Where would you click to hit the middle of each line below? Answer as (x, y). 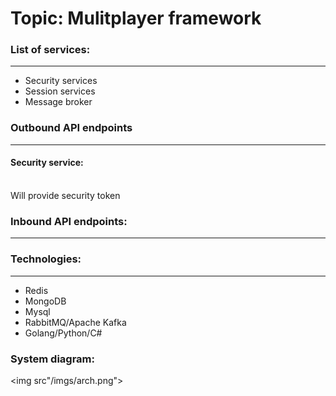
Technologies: (46, 259)
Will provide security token (65, 195)
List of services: (50, 50)
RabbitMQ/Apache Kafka (75, 322)
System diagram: (53, 359)
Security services (61, 81)
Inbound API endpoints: (69, 221)
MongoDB (45, 301)
